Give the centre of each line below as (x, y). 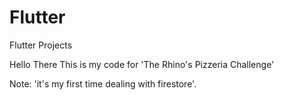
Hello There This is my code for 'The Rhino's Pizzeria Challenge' (142, 64)
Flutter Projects (41, 45)
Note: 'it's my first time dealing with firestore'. (103, 83)
